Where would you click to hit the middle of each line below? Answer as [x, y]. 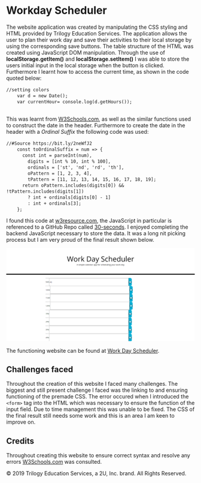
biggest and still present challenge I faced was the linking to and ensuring [97, 390]
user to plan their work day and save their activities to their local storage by [99, 40]
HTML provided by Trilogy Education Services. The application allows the [97, 33]
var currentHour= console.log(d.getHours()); [75, 102]
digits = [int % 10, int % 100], [69, 161]
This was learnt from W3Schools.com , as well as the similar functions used [99, 119]
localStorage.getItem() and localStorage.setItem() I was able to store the [98, 59]
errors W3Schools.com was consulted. [54, 462]
